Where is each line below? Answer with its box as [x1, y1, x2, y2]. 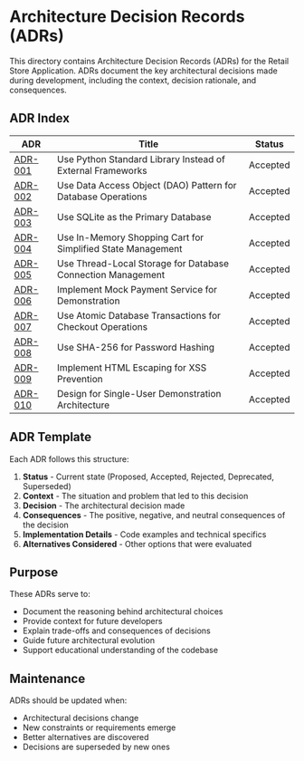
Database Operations [57, 190, 147, 203]
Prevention [57, 372, 103, 385]
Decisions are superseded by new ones [22, 741, 170, 753]
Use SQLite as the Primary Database [57, 210, 212, 223]
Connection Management [57, 268, 166, 281]
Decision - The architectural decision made [22, 500, 185, 511]
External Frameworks [57, 164, 147, 177]
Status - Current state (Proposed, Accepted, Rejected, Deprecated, [22, 471, 274, 482]
